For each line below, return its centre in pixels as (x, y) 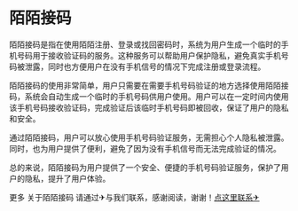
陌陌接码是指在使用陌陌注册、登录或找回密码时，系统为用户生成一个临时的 (145, 44)
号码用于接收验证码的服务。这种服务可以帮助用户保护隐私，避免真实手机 (149, 55)
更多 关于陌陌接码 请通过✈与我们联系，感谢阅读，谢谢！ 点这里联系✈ (134, 197)
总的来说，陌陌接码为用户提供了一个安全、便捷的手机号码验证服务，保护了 (145, 167)
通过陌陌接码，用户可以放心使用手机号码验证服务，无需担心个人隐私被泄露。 (149, 137)
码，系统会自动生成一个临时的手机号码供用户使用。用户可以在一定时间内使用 (149, 96)
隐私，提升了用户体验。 (67, 178)
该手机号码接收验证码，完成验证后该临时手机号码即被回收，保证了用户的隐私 (149, 107)
